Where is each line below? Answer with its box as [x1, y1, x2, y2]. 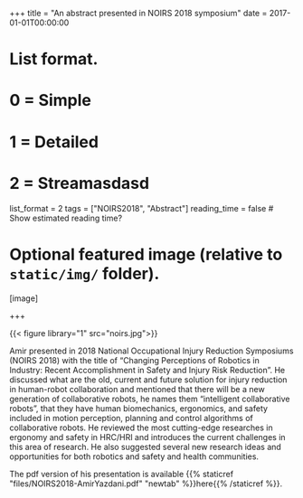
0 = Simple [9, 90, 92, 111]
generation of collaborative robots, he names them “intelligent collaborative [9, 393, 290, 405]
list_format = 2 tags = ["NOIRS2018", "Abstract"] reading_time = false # [9, 202, 274, 213]
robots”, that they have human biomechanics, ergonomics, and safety [9, 403, 269, 414]
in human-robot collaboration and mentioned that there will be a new [9, 384, 265, 395]
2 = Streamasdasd [9, 173, 150, 193]
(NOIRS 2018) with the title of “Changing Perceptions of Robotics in [9, 355, 260, 366]
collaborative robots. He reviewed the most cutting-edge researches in [9, 422, 273, 433]
